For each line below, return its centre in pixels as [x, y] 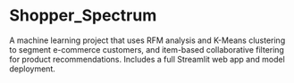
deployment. [32, 69]
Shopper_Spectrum [83, 16]
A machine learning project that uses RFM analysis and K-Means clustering [147, 40]
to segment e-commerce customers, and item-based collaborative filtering [147, 49]
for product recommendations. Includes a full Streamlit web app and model [147, 59]
